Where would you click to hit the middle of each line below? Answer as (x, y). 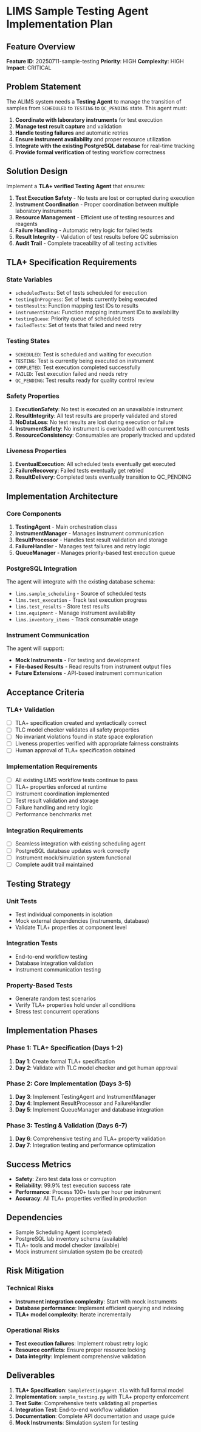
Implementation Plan (60, 24)
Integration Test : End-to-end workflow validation (77, 1409)
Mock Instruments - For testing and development (77, 660)
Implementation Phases (52, 1031)
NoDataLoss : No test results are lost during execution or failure (94, 422)
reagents (26, 224)
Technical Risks (30, 1288)
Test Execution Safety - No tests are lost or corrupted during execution (105, 198)
